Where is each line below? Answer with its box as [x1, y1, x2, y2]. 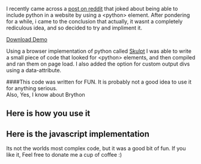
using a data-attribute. [6, 67, 62, 74]
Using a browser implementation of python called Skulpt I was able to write [6, 47, 192, 55]
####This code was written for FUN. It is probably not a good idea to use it [6, 78, 192, 85]
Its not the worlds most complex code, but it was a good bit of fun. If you [6, 145, 186, 152]
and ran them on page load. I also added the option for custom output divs [6, 60, 190, 67]
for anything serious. [6, 85, 58, 92]
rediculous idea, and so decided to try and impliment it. [6, 24, 143, 31]
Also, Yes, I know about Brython [6, 91, 85, 98]
